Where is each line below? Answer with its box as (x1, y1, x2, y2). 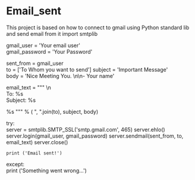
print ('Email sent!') (6, 150, 62, 156)
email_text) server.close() (6, 138, 68, 145)
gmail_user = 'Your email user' (6, 42, 80, 49)
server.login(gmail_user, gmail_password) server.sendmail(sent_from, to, (6, 132, 184, 139)
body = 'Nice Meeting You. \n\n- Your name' (6, 72, 115, 79)
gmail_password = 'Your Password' (6, 48, 93, 55)
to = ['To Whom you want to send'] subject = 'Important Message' (6, 66, 168, 73)
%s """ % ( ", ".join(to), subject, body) (6, 108, 99, 115)
